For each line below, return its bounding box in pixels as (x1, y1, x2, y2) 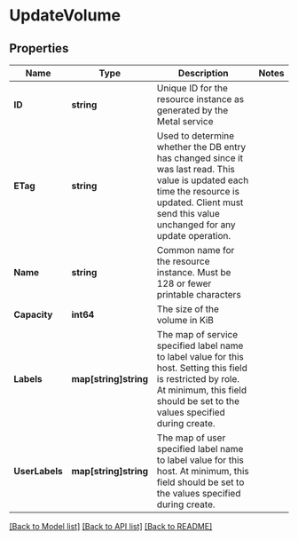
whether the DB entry (156, 141, 247, 153)
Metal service (156, 115, 214, 127)
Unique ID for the (156, 82, 228, 94)
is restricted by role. (156, 373, 240, 385)
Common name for (156, 244, 235, 256)
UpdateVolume (9, 5, 122, 26)
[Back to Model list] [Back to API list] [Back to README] (9, 521, 213, 531)
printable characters (156, 289, 241, 300)
